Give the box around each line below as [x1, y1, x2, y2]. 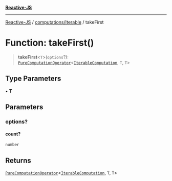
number [5, 142, 19, 148]
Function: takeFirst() [5, 37, 94, 49]
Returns [5, 156, 32, 165]
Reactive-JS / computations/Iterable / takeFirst [5, 19, 104, 25]
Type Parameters [5, 74, 61, 83]
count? [5, 131, 21, 137]
